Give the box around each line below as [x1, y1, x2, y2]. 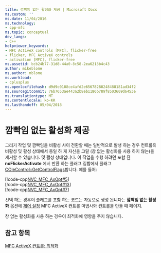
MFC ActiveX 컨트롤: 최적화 [5, 243, 58, 249]
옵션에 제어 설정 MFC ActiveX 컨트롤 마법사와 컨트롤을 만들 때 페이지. [10, 203, 143, 209]
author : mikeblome [5, 66, 42, 71]
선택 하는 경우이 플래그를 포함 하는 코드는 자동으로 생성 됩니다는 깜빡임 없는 [5, 196, 147, 203]
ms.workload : [5, 75, 32, 80]
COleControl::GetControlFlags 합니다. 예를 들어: [5, 167, 97, 172]
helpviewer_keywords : [5, 43, 49, 48]
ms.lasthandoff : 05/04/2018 [5, 103, 62, 107]
